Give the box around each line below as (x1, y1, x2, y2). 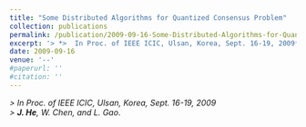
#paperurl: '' (9, 64, 64, 73)
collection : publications (9, 22, 107, 31)
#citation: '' (9, 73, 64, 82)
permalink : (9, 30, 51, 39)
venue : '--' (9, 55, 55, 64)
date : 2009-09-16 (9, 47, 76, 56)
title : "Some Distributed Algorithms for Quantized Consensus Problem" (9, 13, 287, 23)
